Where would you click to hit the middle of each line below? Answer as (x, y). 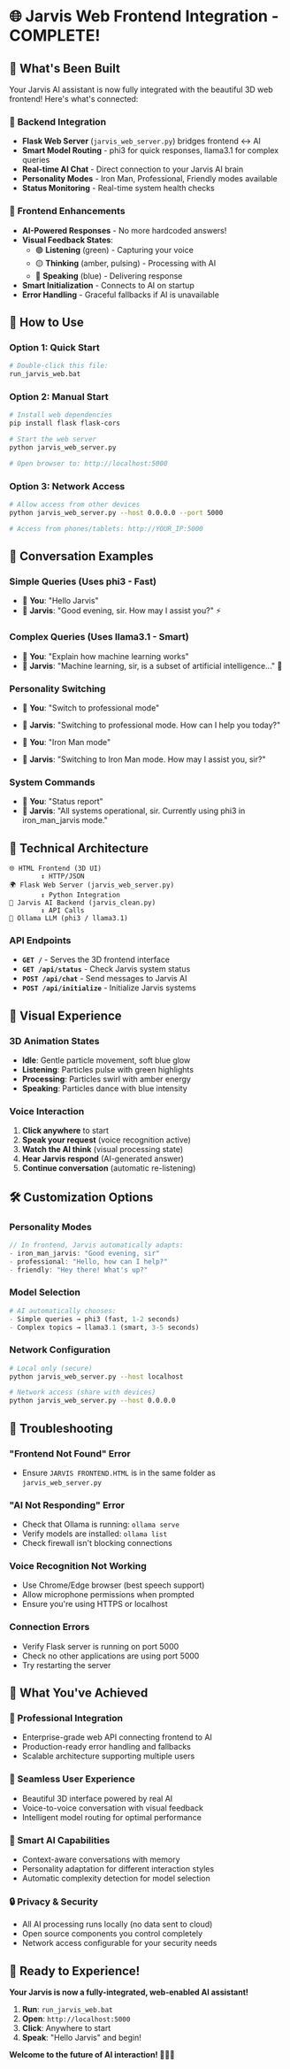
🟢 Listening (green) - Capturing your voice (114, 250)
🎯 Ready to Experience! (75, 1971)
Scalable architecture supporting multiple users (108, 1756)
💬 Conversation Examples (81, 556)
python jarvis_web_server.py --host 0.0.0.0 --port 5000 (116, 512)
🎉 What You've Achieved (79, 1693)
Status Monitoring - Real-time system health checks (118, 188)
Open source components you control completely (112, 1934)
